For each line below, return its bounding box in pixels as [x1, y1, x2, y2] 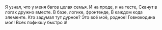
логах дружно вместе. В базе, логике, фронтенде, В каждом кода [5, 9, 143, 15]
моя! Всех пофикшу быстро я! [5, 19, 68, 25]
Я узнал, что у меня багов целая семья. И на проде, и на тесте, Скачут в [5, 4, 158, 10]
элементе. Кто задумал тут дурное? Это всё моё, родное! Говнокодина [5, 15, 156, 20]
